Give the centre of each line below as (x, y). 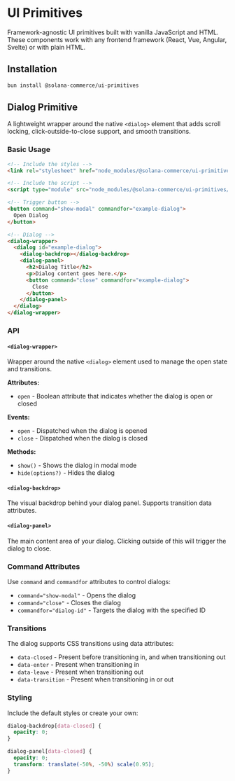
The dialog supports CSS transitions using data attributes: (91, 644)
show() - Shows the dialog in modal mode (77, 465)
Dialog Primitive (43, 108)
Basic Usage (29, 150)
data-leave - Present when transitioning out (80, 672)
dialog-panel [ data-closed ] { (50, 752)
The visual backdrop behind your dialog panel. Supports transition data (109, 503)
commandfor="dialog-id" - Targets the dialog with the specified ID (112, 610)
